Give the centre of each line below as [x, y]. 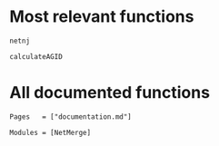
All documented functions [110, 93]
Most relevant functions [102, 17]
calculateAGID [36, 56]
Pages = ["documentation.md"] [70, 117]
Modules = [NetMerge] [50, 132]
